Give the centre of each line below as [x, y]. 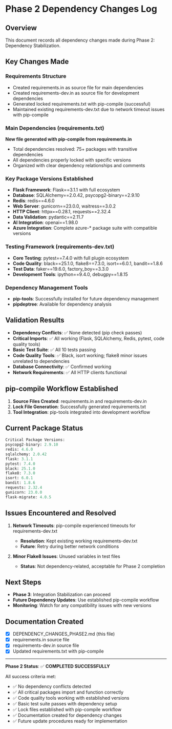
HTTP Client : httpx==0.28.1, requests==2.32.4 [62, 212]
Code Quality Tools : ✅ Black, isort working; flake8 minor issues [80, 355]
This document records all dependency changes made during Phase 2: [80, 40]
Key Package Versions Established [49, 178]
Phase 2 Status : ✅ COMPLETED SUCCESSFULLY [58, 666]
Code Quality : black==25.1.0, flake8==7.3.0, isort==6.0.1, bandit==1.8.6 [88, 263]
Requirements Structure [36, 76]
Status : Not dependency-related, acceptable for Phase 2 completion [93, 566]
